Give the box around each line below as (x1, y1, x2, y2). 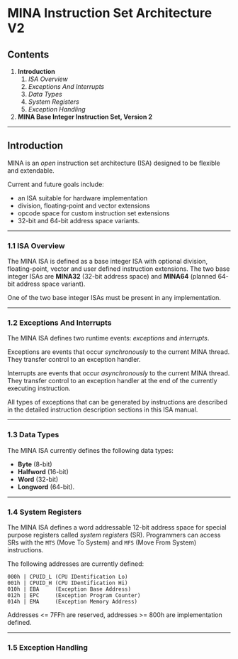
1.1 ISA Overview (7, 240, 65, 250)
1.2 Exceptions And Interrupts (7, 318, 112, 328)
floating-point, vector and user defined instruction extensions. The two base (7, 264, 230, 273)
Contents (7, 48, 50, 60)
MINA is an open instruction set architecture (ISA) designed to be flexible (7, 159, 221, 167)
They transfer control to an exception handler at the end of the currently (7, 377, 217, 385)
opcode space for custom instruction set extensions (17, 208, 170, 218)
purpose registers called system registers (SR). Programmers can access (7, 531, 221, 539)
